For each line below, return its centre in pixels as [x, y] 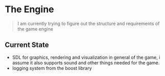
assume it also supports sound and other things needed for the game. [86, 63]
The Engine [29, 9]
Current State [27, 45]
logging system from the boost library [52, 68]
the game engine [35, 29]
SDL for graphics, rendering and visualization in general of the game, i [86, 57]
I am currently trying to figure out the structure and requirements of [88, 23]
